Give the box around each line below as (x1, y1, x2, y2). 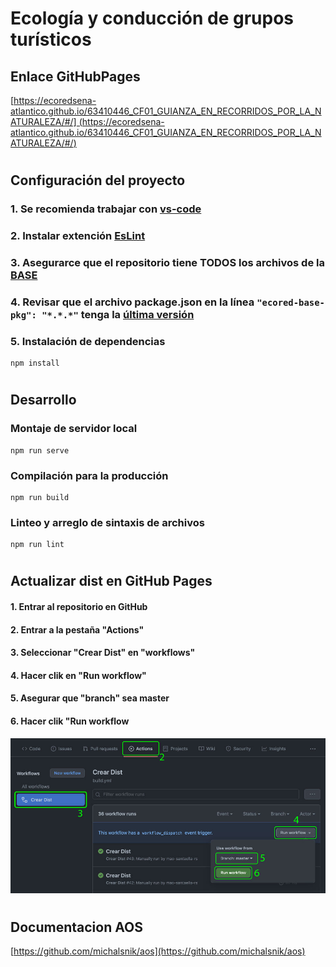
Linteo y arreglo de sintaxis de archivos (10, 515, 205, 529)
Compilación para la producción (10, 468, 169, 482)
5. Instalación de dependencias (10, 334, 166, 348)
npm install (10, 358, 60, 369)
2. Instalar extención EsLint (10, 229, 146, 243)
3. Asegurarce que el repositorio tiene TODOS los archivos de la (10, 255, 325, 269)
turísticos (10, 28, 92, 51)
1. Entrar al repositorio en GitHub (10, 601, 148, 613)
